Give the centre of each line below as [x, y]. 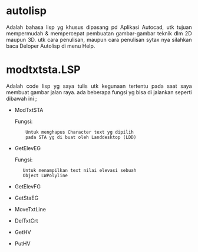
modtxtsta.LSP [43, 70]
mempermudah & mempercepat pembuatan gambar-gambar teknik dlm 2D [99, 33]
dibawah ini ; [22, 98]
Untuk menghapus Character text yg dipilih [80, 132]
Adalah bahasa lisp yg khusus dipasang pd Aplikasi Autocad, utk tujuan [99, 27]
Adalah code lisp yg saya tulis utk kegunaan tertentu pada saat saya [99, 86]
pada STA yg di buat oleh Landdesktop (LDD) [81, 137]
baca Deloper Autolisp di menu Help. [51, 46]
